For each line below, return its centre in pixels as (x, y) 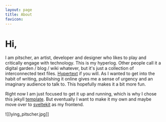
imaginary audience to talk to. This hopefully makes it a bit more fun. (76, 84)
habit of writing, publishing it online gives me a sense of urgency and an (79, 79)
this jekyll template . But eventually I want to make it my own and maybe (78, 99)
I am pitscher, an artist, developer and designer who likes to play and (76, 57)
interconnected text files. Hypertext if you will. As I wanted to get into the (80, 73)
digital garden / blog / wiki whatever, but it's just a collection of (70, 68)
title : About (19, 14)
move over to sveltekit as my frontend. (45, 104)
